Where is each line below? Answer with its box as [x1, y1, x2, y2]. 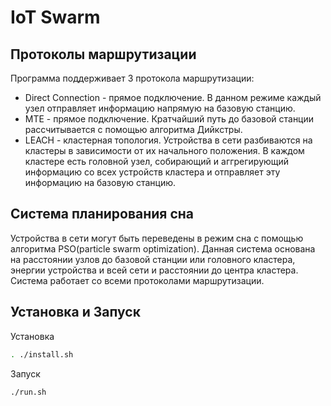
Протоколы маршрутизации [10, 46, 197, 63]
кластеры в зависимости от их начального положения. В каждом [24, 145, 305, 156]
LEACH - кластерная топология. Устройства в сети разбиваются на [24, 134, 313, 146]
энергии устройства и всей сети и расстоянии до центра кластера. [10, 264, 299, 276]
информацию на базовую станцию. [24, 177, 177, 188]
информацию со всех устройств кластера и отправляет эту [24, 166, 281, 178]
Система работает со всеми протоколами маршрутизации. [10, 274, 265, 286]
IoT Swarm [10, 6, 101, 29]
